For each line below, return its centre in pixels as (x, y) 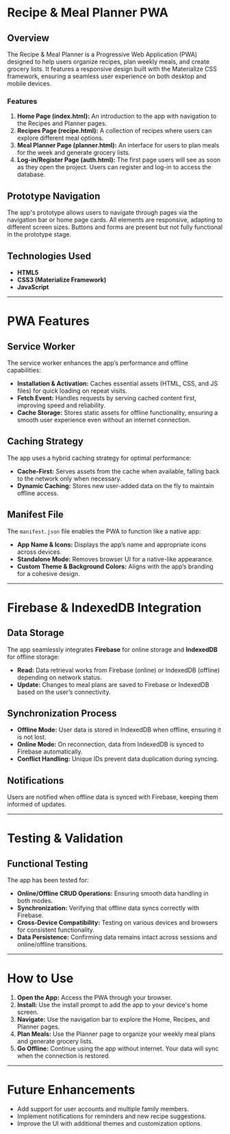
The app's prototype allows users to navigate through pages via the (103, 213)
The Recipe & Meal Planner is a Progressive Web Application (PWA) (102, 54)
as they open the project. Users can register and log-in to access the (114, 167)
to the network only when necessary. (69, 479)
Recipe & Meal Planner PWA (88, 13)
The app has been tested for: (48, 880)
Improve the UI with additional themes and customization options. (109, 1124)
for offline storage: (33, 657)
